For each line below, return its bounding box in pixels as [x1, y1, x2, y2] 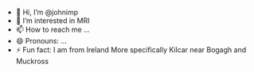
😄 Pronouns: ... [15, 36, 68, 45]
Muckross [15, 56, 49, 66]
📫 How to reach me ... [15, 25, 90, 34]
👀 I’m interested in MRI [15, 16, 90, 25]
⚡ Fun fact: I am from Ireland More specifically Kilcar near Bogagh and [15, 45, 247, 55]
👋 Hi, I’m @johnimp [15, 8, 79, 17]
